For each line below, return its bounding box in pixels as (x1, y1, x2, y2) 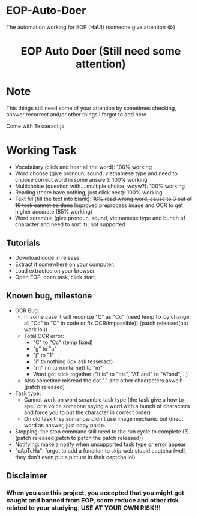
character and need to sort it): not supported (14, 221, 126, 228)
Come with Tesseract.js (6, 122, 65, 130)
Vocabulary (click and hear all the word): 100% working (14, 163, 152, 170)
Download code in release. (14, 254, 82, 261)
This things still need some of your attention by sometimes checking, (6, 104, 177, 112)
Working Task (6, 143, 77, 157)
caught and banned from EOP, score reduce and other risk (6, 496, 179, 504)
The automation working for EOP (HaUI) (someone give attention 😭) (6, 23, 176, 31)
